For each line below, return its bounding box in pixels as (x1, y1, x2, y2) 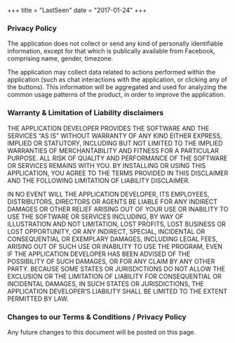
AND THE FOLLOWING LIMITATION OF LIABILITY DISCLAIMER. (7, 176, 191, 185)
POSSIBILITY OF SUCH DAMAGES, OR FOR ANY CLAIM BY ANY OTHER (7, 257, 215, 266)
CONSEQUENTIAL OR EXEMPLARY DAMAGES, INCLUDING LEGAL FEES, (7, 235, 218, 243)
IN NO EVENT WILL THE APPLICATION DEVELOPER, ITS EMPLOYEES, (7, 190, 210, 198)
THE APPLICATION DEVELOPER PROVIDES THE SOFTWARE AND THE (7, 124, 210, 132)
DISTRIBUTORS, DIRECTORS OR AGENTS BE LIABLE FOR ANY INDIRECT (7, 197, 218, 206)
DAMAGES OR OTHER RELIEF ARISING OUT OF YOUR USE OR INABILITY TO (7, 205, 229, 213)
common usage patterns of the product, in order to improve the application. (7, 91, 226, 99)
